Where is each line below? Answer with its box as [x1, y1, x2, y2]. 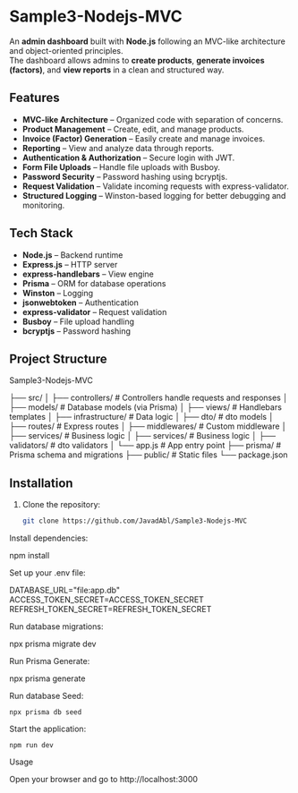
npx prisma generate [9, 673, 86, 684]
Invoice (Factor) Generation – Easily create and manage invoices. [21, 132, 266, 144]
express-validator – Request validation [21, 306, 167, 317]
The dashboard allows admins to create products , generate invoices [9, 55, 266, 65]
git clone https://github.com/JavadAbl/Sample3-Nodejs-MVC [21, 516, 248, 525]
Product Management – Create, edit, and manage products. [21, 124, 244, 134]
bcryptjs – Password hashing [21, 325, 132, 337]
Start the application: [9, 723, 87, 735]
